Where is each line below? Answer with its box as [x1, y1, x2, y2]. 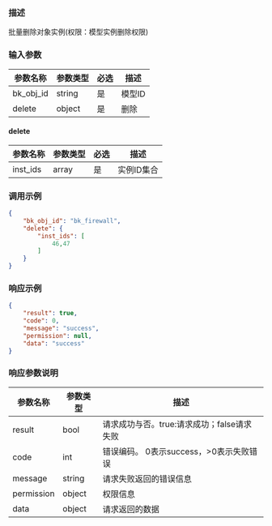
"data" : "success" [23, 339, 85, 348]
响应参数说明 [8, 367, 59, 378]
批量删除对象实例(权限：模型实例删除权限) [8, 27, 149, 37]
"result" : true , [23, 310, 79, 318]
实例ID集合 [117, 164, 159, 175]
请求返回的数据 [102, 503, 159, 515]
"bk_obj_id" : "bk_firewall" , [23, 216, 121, 225]
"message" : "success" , [23, 324, 100, 333]
